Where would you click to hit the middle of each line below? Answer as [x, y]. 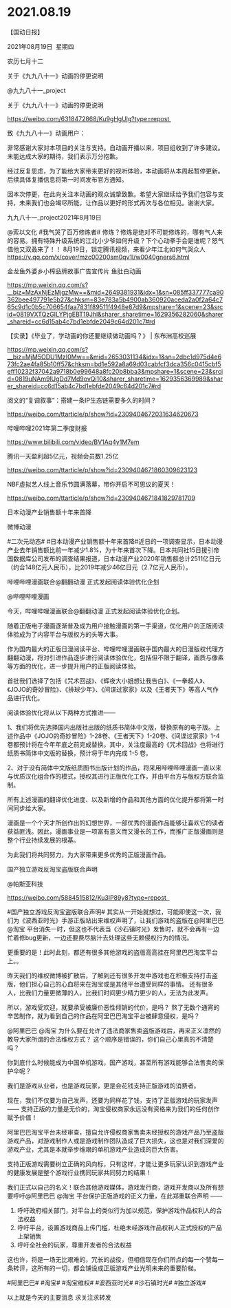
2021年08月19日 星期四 [41, 46]
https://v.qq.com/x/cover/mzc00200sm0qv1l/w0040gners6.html [99, 257]
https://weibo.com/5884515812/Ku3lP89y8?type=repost [87, 897]
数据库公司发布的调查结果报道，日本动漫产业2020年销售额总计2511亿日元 [117, 558]
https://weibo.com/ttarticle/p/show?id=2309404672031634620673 [103, 414]
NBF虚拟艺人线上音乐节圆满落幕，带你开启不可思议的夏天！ [91, 484]
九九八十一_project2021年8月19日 [54, 217]
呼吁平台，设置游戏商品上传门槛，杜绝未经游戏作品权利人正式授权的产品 [119, 1227]
